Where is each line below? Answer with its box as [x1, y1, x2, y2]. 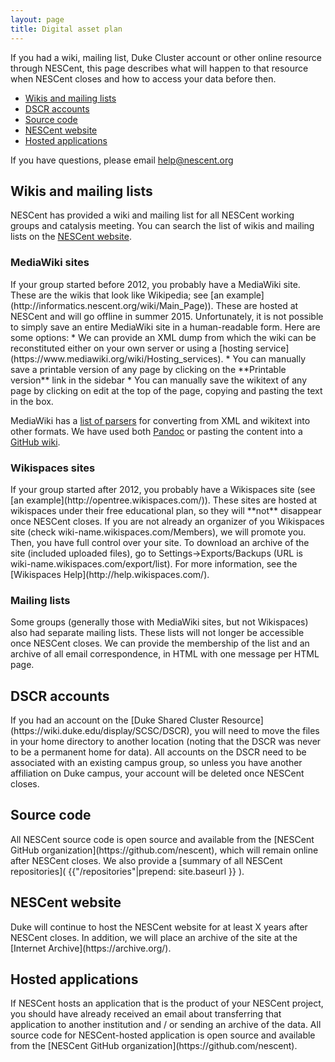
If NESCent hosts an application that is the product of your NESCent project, [10, 997, 324, 1010]
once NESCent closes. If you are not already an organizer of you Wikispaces [10, 515, 325, 527]
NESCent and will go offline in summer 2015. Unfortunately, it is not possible [10, 310, 324, 322]
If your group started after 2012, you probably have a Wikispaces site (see [10, 483, 316, 495]
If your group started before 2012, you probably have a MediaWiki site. [10, 278, 301, 290]
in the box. [10, 395, 54, 407]
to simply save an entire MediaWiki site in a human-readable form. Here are [10, 321, 321, 333]
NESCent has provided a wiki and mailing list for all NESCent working [10, 209, 295, 221]
